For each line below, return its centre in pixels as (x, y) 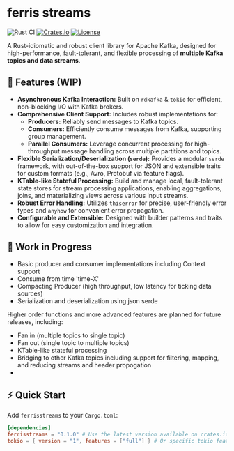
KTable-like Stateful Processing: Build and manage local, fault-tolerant (120, 181)
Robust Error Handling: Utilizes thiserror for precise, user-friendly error (122, 203)
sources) (30, 293)
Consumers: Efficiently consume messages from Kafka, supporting (125, 129)
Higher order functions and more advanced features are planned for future (114, 314)
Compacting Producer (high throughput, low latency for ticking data (114, 286)
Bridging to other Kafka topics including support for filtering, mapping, (118, 358)
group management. (57, 136)
